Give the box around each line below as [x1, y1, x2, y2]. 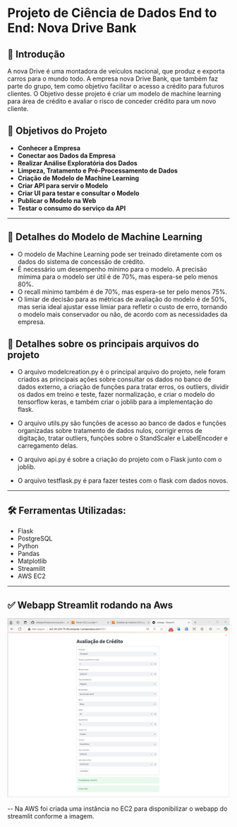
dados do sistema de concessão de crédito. [17, 257, 145, 266]
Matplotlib [17, 557, 47, 565]
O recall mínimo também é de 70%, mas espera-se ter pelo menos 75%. [17, 287, 228, 296]
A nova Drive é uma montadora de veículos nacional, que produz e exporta [7, 67, 225, 75]
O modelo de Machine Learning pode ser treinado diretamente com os [17, 250, 222, 258]
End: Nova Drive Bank [7, 20, 137, 36]
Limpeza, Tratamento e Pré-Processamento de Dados [17, 166, 178, 175]
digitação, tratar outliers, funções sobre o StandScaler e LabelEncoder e [17, 434, 228, 443]
